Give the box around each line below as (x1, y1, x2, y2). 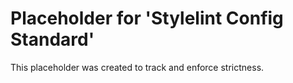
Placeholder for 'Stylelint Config (10, 7, 284, 30)
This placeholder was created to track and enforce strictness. (10, 61, 265, 73)
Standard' (10, 28, 95, 51)
